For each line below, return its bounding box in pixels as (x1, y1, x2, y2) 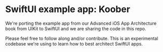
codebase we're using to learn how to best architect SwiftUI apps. (5, 40, 143, 46)
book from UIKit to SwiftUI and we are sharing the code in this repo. (5, 25, 146, 31)
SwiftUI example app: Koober (5, 4, 131, 15)
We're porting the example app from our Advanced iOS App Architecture (5, 20, 157, 26)
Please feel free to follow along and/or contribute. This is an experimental (5, 35, 158, 41)
